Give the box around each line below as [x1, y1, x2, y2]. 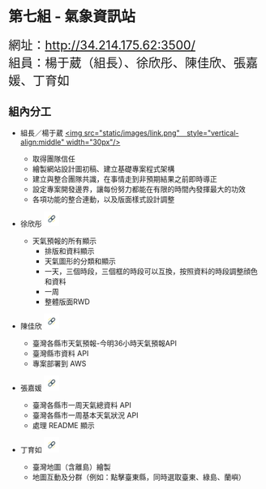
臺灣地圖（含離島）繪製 [32, 461, 111, 471]
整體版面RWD [44, 297, 91, 307]
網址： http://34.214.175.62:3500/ [8, 37, 196, 53]
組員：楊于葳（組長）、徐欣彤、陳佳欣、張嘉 [8, 54, 258, 71]
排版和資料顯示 [44, 246, 95, 255]
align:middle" [19, 137, 65, 147]
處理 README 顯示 [32, 420, 95, 430]
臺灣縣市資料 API [32, 348, 89, 358]
